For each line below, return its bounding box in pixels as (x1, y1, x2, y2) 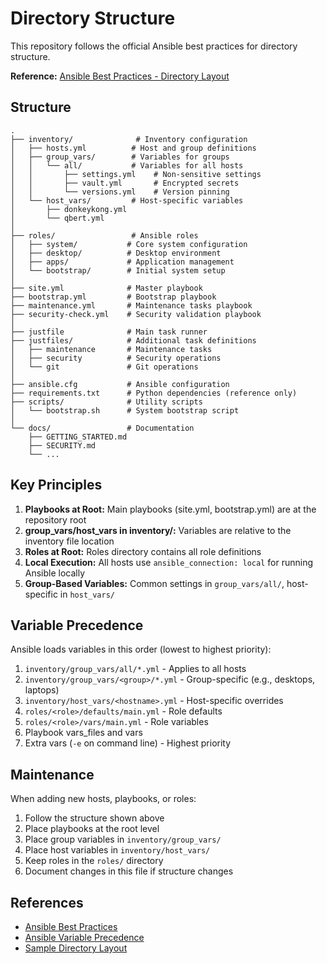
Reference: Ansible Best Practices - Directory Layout (10, 70, 230, 82)
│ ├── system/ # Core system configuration (10, 239, 248, 249)
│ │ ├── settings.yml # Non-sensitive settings (10, 169, 262, 179)
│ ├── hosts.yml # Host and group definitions (10, 143, 257, 153)
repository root (24, 513, 87, 526)
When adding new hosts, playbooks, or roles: (10, 793, 197, 805)
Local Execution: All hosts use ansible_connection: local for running (24, 556, 314, 568)
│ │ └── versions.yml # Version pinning (10, 187, 230, 197)
